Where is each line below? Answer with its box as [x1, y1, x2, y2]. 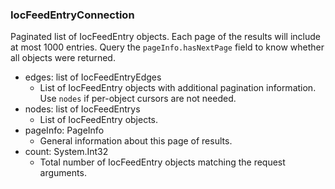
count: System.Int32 [24, 146, 109, 158]
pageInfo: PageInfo [24, 124, 105, 137]
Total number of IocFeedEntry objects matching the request [39, 156, 286, 168]
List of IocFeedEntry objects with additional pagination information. [39, 82, 317, 94]
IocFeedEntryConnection [10, 8, 135, 22]
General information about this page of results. [39, 135, 233, 147]
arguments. [39, 167, 87, 179]
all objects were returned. [10, 52, 116, 64]
